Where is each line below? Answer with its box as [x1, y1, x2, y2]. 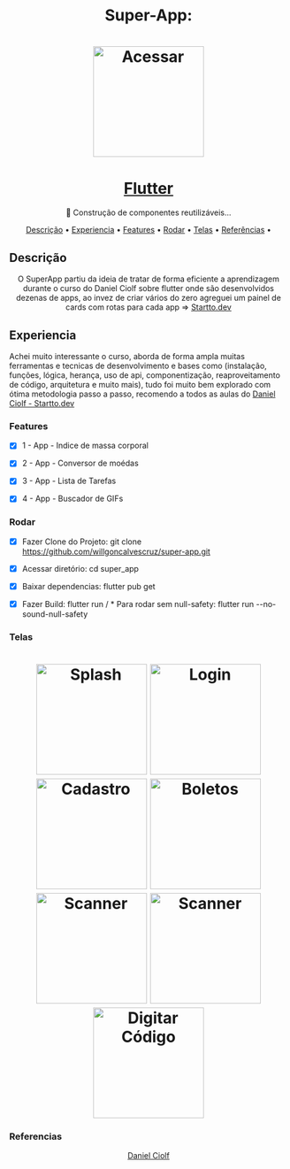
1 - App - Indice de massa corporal [21, 440, 149, 451]
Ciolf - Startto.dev [9, 397, 75, 408]
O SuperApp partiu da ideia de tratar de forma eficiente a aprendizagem [17, 273, 280, 284]
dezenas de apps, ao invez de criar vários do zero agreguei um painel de [16, 293, 281, 304]
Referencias [9, 1130, 63, 1142]
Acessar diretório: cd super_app [21, 563, 140, 573]
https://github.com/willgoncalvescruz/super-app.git [21, 546, 210, 557]
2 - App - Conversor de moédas [21, 458, 139, 469]
